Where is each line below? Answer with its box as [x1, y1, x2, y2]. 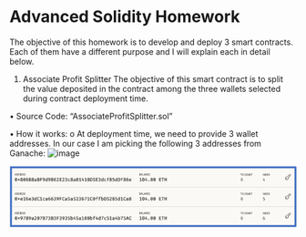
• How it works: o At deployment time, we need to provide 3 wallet [9, 128, 259, 139]
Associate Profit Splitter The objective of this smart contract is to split [22, 73, 284, 84]
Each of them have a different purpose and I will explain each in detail [9, 46, 270, 57]
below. [9, 56, 35, 67]
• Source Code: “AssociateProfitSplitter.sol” [9, 110, 173, 121]
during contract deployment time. [22, 93, 148, 104]
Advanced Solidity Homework [9, 6, 240, 27]
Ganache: [9, 148, 46, 159]
